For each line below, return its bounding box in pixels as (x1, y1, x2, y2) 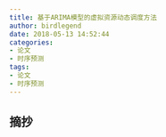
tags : (9, 63, 29, 72)
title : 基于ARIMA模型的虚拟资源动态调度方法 (9, 12, 158, 22)
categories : (9, 37, 54, 47)
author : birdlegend (9, 21, 82, 30)
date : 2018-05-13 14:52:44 (9, 29, 110, 38)
